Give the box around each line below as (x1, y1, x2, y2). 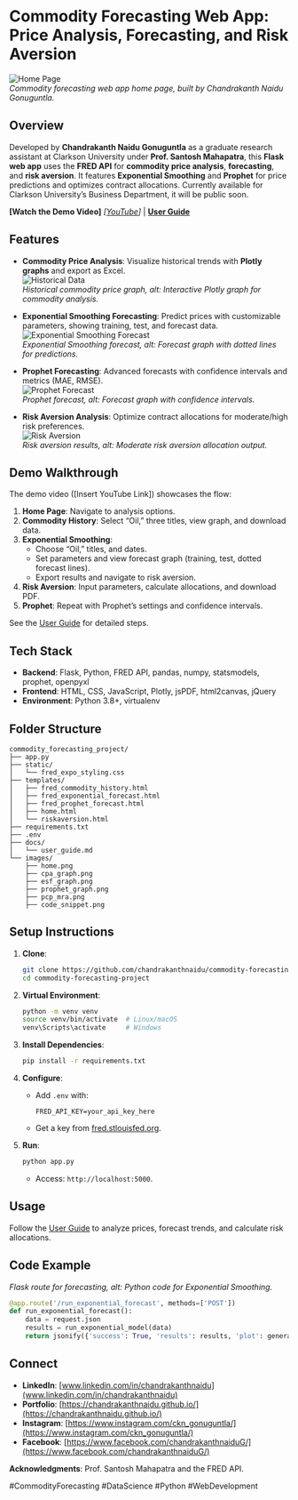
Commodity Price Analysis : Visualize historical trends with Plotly (21, 255, 263, 266)
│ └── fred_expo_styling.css (9, 768, 125, 777)
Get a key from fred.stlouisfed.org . (35, 1123, 161, 1134)
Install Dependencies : (21, 1039, 105, 1050)
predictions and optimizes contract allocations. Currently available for (9, 180, 263, 190)
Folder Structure (9, 721, 102, 736)
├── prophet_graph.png (25, 885, 109, 894)
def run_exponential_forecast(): (9, 1307, 133, 1316)
